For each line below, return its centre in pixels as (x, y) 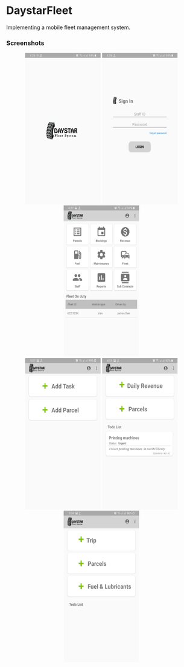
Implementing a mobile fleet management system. (68, 27)
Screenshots (25, 43)
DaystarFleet (39, 11)
